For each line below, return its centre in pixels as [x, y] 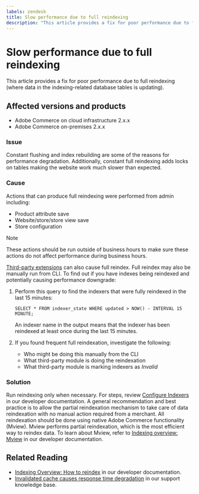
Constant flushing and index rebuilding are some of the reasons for [88, 155]
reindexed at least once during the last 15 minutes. [76, 331]
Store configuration [38, 226]
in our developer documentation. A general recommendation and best [91, 401]
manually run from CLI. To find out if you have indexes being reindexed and [98, 273]
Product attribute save [42, 214]
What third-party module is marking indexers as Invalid [91, 366]
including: [18, 202]
